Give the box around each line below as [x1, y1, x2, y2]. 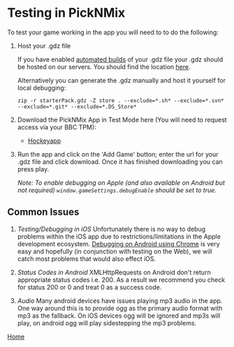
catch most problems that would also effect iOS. [17, 254, 156, 263]
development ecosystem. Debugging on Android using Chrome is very [17, 239, 220, 248]
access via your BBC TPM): [17, 122, 96, 131]
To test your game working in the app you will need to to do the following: [7, 28, 219, 36]
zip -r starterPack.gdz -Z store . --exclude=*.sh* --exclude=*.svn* [17, 97, 225, 104]
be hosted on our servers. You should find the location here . [17, 62, 191, 71]
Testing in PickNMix [7, 5, 126, 21]
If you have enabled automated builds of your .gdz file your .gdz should [17, 55, 224, 64]
